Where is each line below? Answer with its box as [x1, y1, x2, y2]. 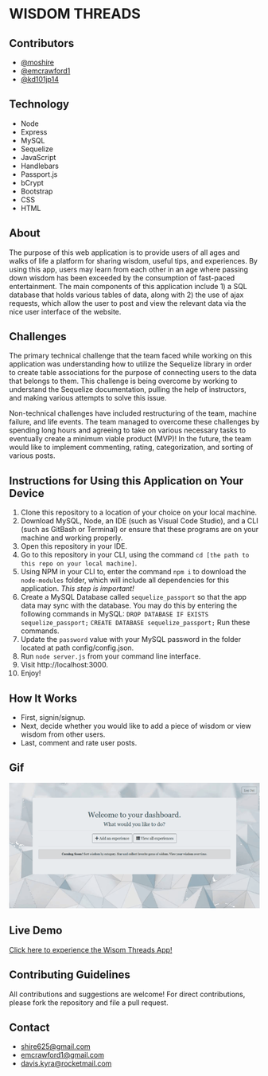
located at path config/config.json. [20, 643, 134, 653]
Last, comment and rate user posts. [20, 738, 138, 748]
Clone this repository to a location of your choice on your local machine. [20, 507, 258, 518]
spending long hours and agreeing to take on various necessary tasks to [9, 425, 247, 435]
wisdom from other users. [20, 730, 106, 739]
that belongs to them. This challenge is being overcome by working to [9, 376, 238, 386]
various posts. [9, 451, 56, 460]
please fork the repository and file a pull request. [9, 997, 169, 1008]
